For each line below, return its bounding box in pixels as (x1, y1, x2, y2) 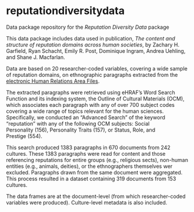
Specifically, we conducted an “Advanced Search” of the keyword (6, 113, 166, 121)
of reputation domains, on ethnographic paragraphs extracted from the (6, 71, 178, 78)
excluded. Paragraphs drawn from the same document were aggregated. (6, 169, 183, 176)
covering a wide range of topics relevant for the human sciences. (6, 107, 164, 115)
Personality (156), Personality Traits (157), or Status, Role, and (6, 126, 156, 133)
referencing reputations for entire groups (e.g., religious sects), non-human (6, 156, 188, 163)
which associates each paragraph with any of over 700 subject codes (6, 101, 175, 108)
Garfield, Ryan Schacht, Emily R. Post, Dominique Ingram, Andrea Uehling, (6, 47, 186, 54)
